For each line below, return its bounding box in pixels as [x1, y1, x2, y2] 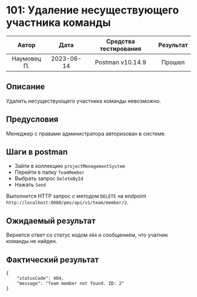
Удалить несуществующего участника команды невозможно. [6, 97, 161, 104]
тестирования [99, 45, 142, 53]
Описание [6, 82, 45, 92]
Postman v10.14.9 [94, 58, 147, 66]
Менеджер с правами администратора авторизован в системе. [6, 130, 166, 137]
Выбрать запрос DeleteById [14, 175, 84, 182]
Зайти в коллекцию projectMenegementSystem [14, 163, 125, 170]
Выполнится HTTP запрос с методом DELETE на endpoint [6, 193, 147, 200]
